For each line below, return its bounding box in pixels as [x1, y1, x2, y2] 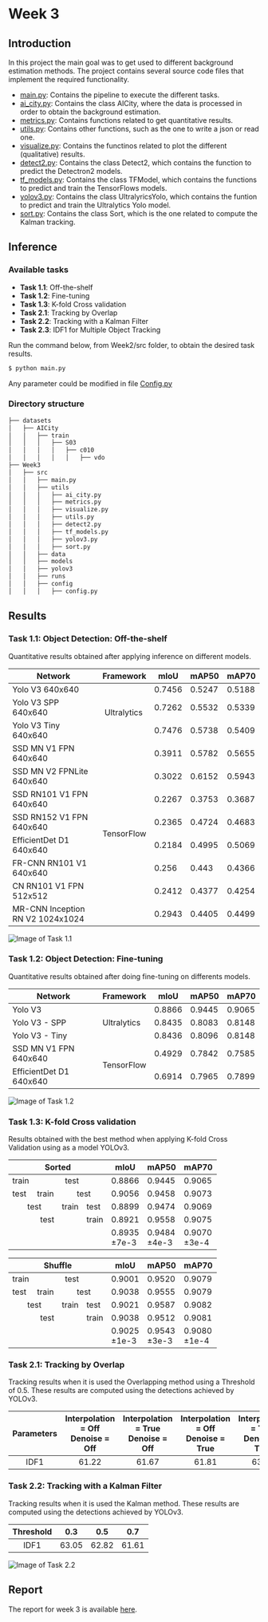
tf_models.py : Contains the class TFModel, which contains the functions [19, 175, 258, 184]
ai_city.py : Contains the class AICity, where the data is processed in [19, 99, 242, 108]
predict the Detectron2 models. [19, 167, 123, 176]
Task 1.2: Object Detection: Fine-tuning [8, 953, 164, 965]
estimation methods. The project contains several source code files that [8, 66, 244, 76]
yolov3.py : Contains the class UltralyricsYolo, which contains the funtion [19, 192, 258, 201]
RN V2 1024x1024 [12, 913, 85, 924]
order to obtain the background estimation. [19, 107, 161, 116]
